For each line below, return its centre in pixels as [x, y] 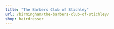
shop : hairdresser [24, 19]
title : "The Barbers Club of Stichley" [47, 10]
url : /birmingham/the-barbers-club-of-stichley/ [57, 14]
